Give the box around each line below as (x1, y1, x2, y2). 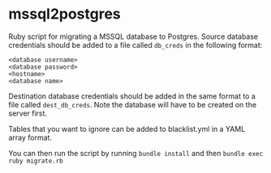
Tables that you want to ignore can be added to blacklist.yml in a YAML (8, 124, 246, 133)
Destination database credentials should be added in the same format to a (8, 91, 256, 101)
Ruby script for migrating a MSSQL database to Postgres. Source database (8, 32, 259, 41)
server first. (8, 108, 47, 118)
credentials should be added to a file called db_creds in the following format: (8, 40, 263, 49)
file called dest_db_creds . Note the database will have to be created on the (8, 99, 257, 109)
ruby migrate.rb (8, 157, 63, 165)
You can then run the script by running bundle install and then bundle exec (8, 148, 264, 158)
